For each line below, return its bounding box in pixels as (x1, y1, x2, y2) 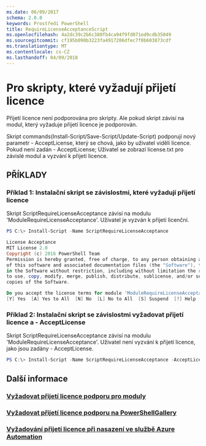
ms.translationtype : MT (6, 43, 67, 50)
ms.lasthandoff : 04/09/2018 (6, 55, 78, 61)
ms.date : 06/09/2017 (6, 9, 59, 15)
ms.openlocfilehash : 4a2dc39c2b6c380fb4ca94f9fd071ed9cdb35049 (6, 32, 172, 38)
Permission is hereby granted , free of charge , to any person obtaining (6, 256, 196, 262)
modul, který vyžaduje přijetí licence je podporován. (6, 121, 138, 128)
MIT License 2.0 (6, 245, 48, 251)
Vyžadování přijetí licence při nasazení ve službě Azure (6, 425, 175, 434)
